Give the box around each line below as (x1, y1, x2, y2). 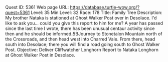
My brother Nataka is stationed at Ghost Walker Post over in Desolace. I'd (5, 15, 157, 20)
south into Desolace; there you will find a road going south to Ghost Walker (5, 41, 160, 47)
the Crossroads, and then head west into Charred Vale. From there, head (5, 36, 155, 42)
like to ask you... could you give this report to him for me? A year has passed (5, 20, 163, 26)
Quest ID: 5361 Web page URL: (5, 4, 69, 10)
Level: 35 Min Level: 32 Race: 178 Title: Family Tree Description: (31, 9, 163, 15)
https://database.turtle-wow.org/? (70, 4, 140, 10)
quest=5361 (5, 9, 30, 15)
